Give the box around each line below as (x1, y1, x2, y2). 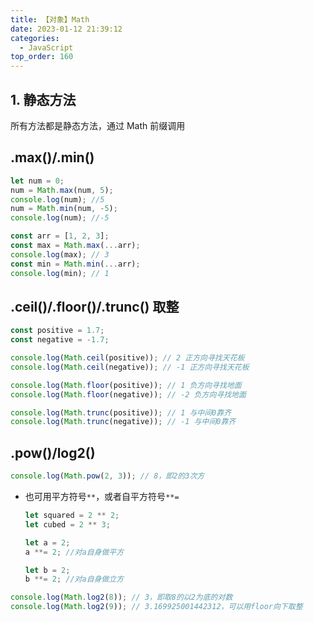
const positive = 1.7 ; (10, 326, 105, 336)
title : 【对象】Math (10, 14, 90, 25)
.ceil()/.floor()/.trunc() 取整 (10, 298, 180, 315)
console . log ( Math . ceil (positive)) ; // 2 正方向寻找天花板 (10, 353, 245, 363)
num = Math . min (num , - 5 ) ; (10, 204, 118, 214)
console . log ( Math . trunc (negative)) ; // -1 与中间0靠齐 (10, 417, 237, 427)
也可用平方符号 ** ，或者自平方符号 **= (24, 491, 180, 502)
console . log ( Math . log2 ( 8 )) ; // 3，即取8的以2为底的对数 (10, 592, 233, 603)
